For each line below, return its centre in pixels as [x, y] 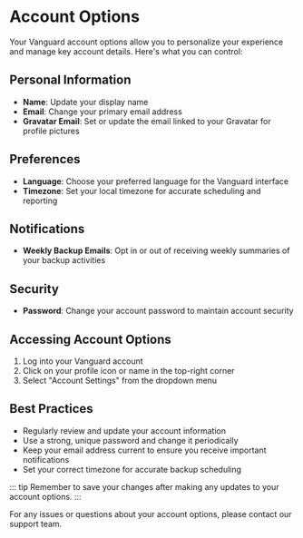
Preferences [45, 159]
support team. [36, 523]
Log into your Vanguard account [83, 361]
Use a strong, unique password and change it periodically [130, 440]
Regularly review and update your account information [124, 430]
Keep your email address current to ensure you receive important [144, 450]
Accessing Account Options [91, 339]
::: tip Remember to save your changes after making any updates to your [144, 486]
